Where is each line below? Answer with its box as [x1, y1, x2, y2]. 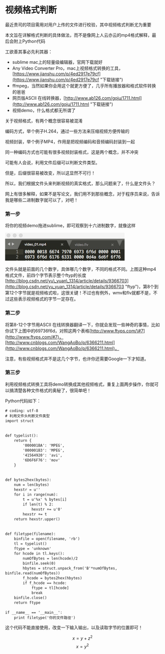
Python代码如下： [5, 398, 41, 403]
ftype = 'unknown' [14, 546, 52, 551]
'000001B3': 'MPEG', [23, 448, 65, 453]
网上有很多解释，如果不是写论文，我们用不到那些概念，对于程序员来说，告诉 [5, 191, 160, 197]
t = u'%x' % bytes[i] [23, 497, 67, 502]
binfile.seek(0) [23, 561, 56, 566]
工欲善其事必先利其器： [5, 49, 53, 55]
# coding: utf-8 [5, 408, 38, 413]
